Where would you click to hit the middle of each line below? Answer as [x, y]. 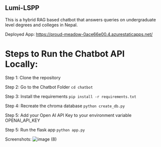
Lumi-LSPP [22, 8]
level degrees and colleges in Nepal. [41, 25]
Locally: [21, 64]
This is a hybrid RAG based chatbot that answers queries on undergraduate [80, 19]
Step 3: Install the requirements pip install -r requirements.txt [71, 96]
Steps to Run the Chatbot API [65, 54]
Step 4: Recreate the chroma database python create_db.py [65, 106]
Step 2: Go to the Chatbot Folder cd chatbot [49, 87]
